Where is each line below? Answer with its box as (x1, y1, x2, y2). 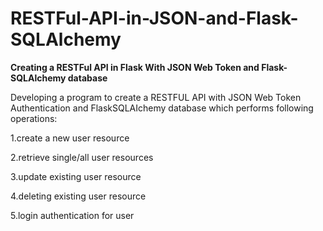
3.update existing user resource (10, 170, 142, 182)
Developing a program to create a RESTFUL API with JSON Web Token (10, 91, 302, 103)
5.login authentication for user (10, 209, 135, 221)
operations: (10, 112, 58, 124)
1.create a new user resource (10, 132, 130, 144)
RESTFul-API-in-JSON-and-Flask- (10, 7, 299, 30)
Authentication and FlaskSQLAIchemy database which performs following (10, 102, 314, 114)
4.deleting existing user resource (10, 190, 147, 202)
